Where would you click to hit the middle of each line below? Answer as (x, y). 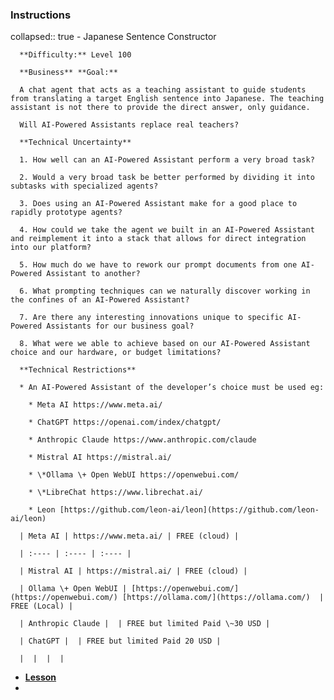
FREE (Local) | (42, 606)
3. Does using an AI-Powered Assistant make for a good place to (158, 204)
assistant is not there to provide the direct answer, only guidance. (160, 108)
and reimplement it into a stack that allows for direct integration (158, 239)
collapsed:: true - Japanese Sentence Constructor (113, 37)
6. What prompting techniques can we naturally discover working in (165, 291)
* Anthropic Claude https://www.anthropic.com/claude (142, 440)
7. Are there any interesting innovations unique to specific (151, 318)
